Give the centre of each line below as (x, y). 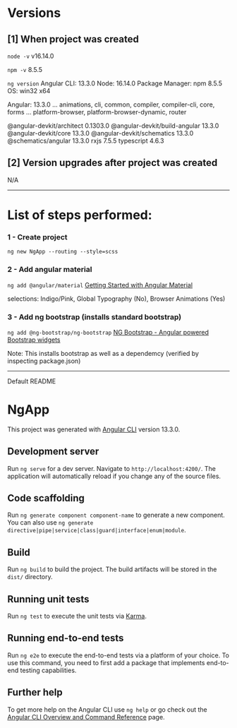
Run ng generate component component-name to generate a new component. (116, 515)
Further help (35, 692)
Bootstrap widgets (34, 340)
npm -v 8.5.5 (25, 70)
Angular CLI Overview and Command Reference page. (86, 717)
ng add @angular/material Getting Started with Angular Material (100, 285)
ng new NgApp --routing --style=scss (63, 252)
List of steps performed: (80, 215)
